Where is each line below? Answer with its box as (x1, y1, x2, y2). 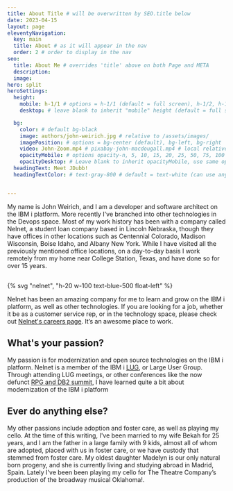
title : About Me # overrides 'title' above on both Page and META (13, 62, 209, 69)
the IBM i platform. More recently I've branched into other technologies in (7, 210, 217, 218)
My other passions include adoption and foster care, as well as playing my (7, 424, 220, 432)
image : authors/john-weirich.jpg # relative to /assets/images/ (19, 133, 209, 140)
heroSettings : (7, 88, 49, 94)
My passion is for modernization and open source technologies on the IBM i (7, 356, 224, 364)
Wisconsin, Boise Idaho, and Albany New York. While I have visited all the (7, 239, 217, 247)
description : (13, 68, 51, 75)
